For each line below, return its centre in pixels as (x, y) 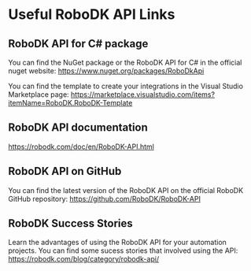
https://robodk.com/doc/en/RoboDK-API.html (81, 147)
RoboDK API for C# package (78, 44)
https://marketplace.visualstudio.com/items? (142, 95)
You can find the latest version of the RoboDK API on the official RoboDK (126, 190)
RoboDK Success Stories (71, 223)
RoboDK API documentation (78, 128)
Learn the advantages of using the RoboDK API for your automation (117, 243)
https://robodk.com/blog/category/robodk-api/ (84, 259)
